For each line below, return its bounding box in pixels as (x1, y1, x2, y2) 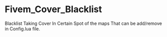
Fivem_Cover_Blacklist (5, 4, 102, 15)
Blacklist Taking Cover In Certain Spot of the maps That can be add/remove (5, 20, 162, 26)
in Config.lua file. (5, 25, 40, 31)
